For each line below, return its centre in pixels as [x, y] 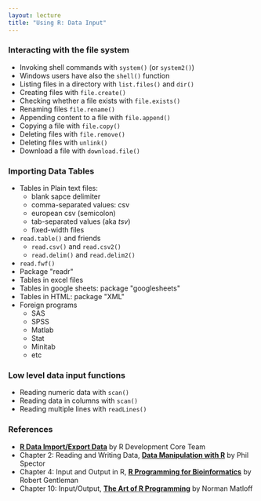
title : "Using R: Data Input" [58, 23]
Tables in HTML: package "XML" [72, 297]
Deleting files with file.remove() [72, 133]
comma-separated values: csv [80, 205]
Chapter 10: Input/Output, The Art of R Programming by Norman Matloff [136, 488]
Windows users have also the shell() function [94, 75]
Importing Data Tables [51, 171]
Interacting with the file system [69, 50]
